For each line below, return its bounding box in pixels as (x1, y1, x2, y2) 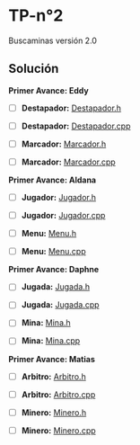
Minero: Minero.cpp (21, 424, 96, 436)
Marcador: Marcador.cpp (21, 156, 116, 167)
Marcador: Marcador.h (21, 138, 107, 149)
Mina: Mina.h (21, 317, 71, 328)
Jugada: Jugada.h (21, 281, 91, 292)
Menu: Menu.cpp (21, 246, 86, 257)
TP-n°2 (8, 5, 64, 26)
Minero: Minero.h (21, 406, 87, 418)
